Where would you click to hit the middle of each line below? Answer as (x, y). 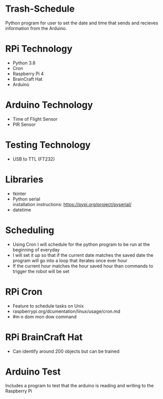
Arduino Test (33, 372)
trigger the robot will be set (41, 271)
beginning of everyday (36, 250)
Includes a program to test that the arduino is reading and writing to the (79, 386)
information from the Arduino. (36, 28)
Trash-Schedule (40, 9)
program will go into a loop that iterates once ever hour (70, 260)
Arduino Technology (49, 105)
